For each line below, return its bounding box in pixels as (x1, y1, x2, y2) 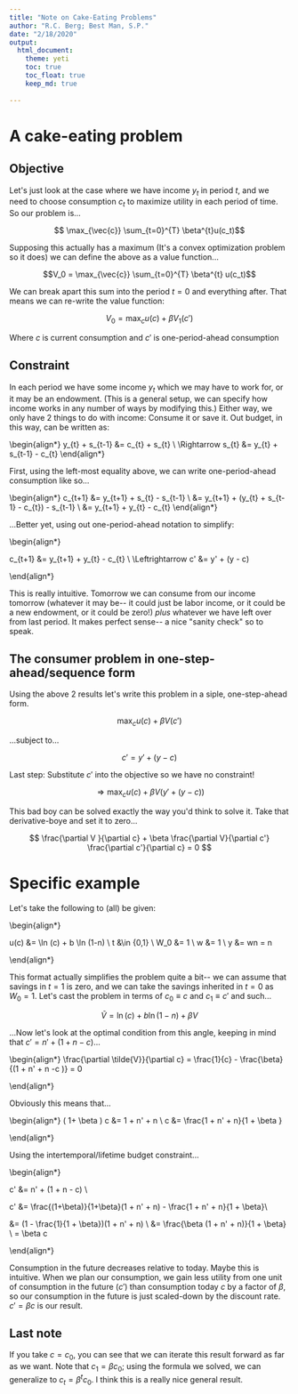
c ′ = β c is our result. (9, 1300, 83, 1310)
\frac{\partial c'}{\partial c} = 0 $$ (87, 842, 212, 852)
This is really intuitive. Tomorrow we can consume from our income (9, 588, 256, 599)
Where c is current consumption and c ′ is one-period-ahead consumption (9, 332, 279, 342)
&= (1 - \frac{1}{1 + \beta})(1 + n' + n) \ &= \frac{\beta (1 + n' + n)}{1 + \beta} (9, 1218, 287, 1229)
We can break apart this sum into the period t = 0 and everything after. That (9, 286, 287, 297)
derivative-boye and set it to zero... (9, 815, 138, 826)
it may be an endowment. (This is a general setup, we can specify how (9, 393, 269, 404)
